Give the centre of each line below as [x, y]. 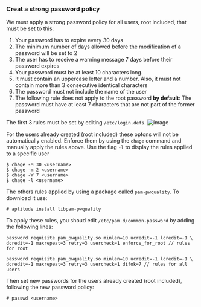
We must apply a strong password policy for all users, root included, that [97, 22]
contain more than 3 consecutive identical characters [81, 85]
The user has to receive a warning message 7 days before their [94, 60]
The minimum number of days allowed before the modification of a [98, 47]
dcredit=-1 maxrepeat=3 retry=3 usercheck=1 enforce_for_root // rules [98, 244]
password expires [37, 66]
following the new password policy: [50, 287]
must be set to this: [30, 28]
